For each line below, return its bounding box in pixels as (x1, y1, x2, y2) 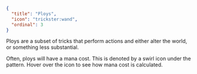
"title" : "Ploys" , (11, 10, 57, 17)
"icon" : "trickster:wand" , (11, 16, 78, 22)
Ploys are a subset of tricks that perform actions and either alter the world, (6, 38, 188, 45)
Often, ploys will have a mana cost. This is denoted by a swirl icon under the (6, 55, 191, 62)
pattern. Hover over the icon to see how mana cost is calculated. (6, 61, 163, 68)
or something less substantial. (6, 44, 79, 51)
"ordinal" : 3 (11, 22, 44, 27)
